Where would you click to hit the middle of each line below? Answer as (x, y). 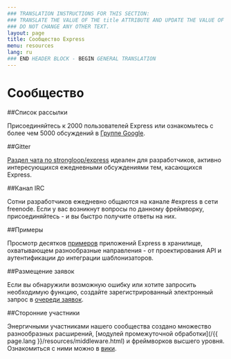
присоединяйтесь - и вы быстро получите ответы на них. (92, 216)
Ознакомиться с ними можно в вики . (62, 348)
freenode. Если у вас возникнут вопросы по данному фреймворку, (106, 209)
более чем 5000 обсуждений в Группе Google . (76, 133)
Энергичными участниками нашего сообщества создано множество (109, 326)
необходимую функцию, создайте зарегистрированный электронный (110, 292)
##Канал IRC (26, 188)
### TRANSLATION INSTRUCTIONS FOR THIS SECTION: (78, 14)
